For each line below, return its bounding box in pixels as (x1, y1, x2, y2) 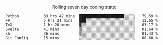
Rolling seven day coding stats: (52, 4, 117, 10)
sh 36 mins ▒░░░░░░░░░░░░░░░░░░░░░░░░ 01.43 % (5, 31, 158, 36)
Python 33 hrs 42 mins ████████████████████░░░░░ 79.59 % (5, 14, 158, 19)
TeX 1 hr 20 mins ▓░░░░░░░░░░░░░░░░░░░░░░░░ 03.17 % (5, 22, 158, 27)
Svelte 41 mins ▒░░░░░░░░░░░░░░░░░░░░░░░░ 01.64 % (5, 27, 158, 32)
